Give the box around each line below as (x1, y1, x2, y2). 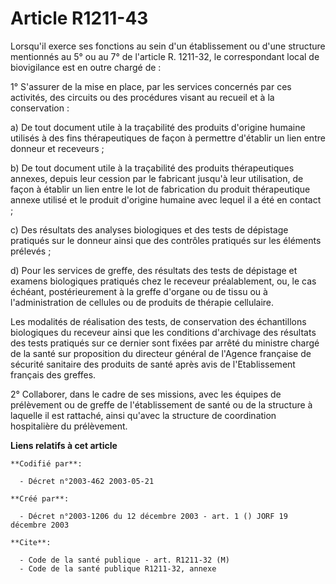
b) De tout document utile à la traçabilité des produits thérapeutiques (10, 162, 295, 174)
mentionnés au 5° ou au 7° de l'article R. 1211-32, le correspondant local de (10, 50, 320, 62)
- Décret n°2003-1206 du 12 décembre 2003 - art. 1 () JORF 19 (19, 511, 288, 521)
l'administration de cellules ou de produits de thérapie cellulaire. (10, 296, 275, 308)
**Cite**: (10, 537, 52, 547)
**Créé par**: (10, 493, 70, 504)
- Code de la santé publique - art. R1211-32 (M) (19, 555, 230, 565)
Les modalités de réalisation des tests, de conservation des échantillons (10, 315, 307, 327)
